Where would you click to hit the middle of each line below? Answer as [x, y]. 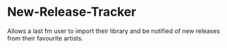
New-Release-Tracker [72, 12]
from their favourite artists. [45, 38]
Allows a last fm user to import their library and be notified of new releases [113, 31]
